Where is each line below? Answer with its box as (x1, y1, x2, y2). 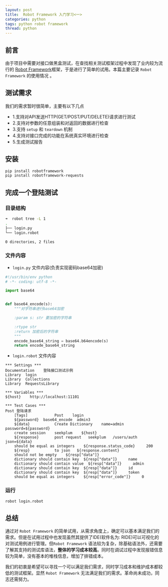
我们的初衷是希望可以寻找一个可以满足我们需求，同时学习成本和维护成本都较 (5, 564, 163, 570)
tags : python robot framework (5, 21, 68, 27)
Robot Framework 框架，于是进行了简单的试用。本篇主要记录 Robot (14, 66, 152, 72)
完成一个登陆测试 (5, 188, 58, 197)
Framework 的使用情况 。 (5, 72, 54, 78)
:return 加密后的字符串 (14, 329, 58, 334)
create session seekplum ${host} (14, 430, 97, 435)
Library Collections (5, 377, 50, 382)
